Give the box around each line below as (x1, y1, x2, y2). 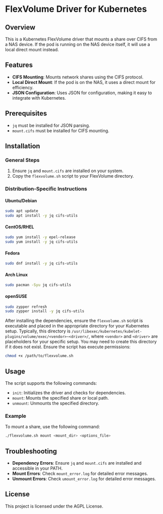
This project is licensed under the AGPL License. (5, 503, 104, 509)
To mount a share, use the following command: (5, 424, 100, 430)
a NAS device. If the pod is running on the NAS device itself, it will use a (5, 41, 150, 47)
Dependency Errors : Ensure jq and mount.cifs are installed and (12, 460, 142, 466)
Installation (5, 142, 40, 150)
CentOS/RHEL (5, 223, 34, 230)
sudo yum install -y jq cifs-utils (5, 239, 78, 245)
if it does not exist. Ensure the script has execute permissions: (5, 344, 131, 350)
